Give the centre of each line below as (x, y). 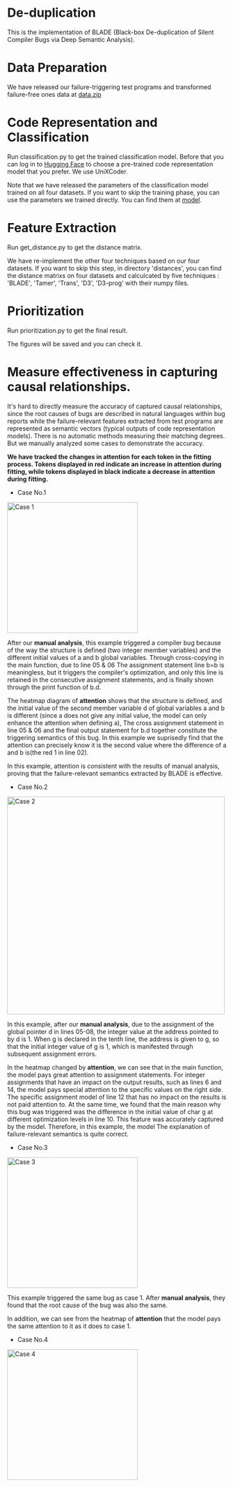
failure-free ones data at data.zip (55, 94)
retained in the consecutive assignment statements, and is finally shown (111, 679)
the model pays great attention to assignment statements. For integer (106, 1074)
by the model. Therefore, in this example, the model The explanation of (109, 1126)
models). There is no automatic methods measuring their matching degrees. (116, 436)
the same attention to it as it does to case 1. (69, 1326)
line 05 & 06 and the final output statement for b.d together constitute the (112, 730)
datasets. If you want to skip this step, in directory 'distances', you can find (114, 268)
